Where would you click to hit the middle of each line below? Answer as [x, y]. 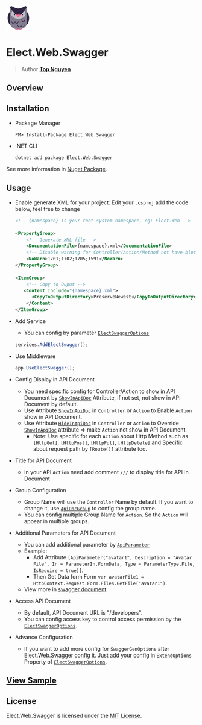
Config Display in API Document [55, 379]
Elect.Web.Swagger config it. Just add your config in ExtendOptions [108, 655]
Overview [25, 88]
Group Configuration [40, 490]
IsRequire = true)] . [58, 570]
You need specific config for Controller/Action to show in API [99, 391]
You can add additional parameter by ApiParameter [87, 544]
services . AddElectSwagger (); [52, 345]
